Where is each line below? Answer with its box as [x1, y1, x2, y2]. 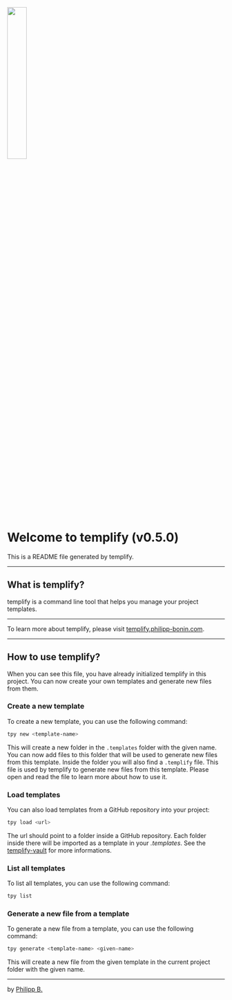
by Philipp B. [7, 985, 43, 994]
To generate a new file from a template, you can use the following [7, 925, 194, 933]
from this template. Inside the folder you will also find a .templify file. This [7, 758, 219, 766]
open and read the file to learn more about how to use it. [7, 772, 168, 781]
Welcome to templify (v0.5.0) [7, 529, 180, 545]
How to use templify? [7, 651, 101, 663]
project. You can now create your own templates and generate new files [7, 677, 212, 685]
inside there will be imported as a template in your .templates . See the [7, 839, 206, 847]
